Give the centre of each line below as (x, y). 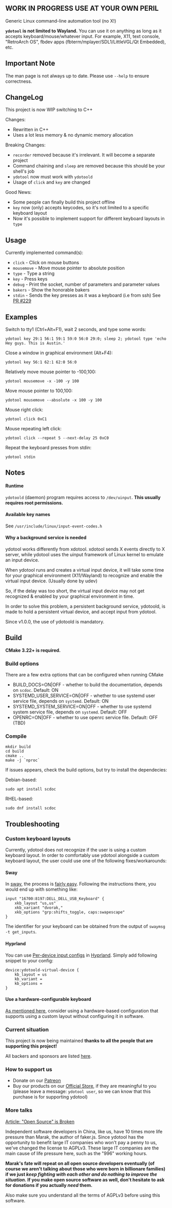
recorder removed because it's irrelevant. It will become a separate (84, 155)
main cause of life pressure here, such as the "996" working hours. (76, 1153)
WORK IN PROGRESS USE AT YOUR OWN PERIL (82, 8)
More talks (19, 1110)
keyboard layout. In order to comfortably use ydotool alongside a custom (82, 855)
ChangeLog (24, 97)
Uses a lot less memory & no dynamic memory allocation (73, 135)
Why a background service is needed (46, 538)
